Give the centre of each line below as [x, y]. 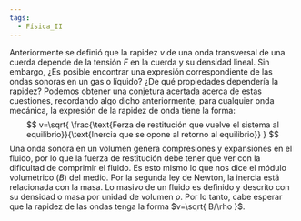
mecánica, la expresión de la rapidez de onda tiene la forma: [123, 110]
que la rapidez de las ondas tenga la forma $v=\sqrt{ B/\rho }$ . [127, 206]
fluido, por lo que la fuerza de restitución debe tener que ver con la [135, 158]
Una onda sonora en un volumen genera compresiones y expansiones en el [151, 148]
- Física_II [40, 26]
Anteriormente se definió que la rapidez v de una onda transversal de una [147, 52]
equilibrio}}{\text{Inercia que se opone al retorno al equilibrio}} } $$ [153, 134]
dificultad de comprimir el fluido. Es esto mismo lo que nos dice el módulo [148, 167]
